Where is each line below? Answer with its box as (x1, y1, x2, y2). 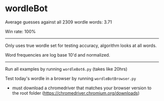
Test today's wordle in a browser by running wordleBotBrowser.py (5, 75, 136, 81)
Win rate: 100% (5, 28, 36, 34)
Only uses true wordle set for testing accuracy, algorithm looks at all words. (5, 42, 157, 48)
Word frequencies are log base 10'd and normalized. (5, 52, 110, 58)
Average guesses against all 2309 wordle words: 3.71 (5, 19, 112, 25)
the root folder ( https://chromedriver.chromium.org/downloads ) (12, 90, 140, 96)
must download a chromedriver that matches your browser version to (12, 85, 152, 91)
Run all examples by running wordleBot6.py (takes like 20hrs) (5, 66, 128, 72)
